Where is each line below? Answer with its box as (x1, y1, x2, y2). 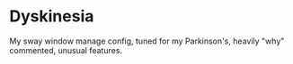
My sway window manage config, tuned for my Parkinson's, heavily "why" (9, 36, 285, 46)
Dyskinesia (9, 6, 94, 27)
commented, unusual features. (9, 44, 123, 55)
